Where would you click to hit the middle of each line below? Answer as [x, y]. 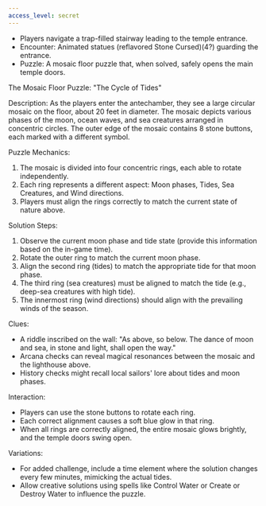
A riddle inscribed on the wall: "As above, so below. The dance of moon [137, 339]
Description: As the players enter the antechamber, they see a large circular [132, 103]
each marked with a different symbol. [69, 137]
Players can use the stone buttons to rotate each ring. [108, 412]
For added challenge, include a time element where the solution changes [139, 468]
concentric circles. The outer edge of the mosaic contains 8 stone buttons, [131, 128]
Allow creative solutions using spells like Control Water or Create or [130, 485]
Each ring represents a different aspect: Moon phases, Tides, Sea [127, 185]
